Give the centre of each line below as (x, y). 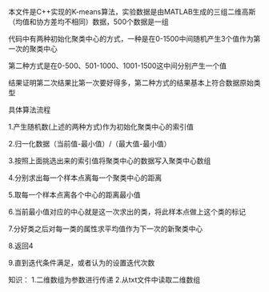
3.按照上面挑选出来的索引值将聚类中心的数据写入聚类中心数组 (110, 161)
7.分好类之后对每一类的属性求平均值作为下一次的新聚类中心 (106, 229)
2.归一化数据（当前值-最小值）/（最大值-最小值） (90, 144)
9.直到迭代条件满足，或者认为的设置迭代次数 (82, 263)
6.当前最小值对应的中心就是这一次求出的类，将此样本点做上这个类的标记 (127, 212)
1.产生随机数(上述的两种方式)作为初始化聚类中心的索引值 (101, 127)
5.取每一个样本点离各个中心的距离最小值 (74, 195)
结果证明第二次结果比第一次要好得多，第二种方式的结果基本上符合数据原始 (131, 83)
